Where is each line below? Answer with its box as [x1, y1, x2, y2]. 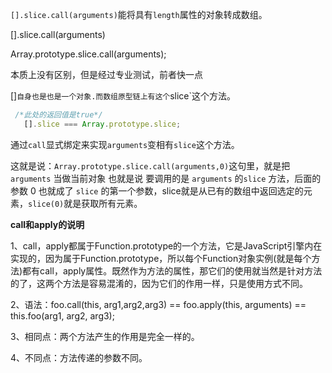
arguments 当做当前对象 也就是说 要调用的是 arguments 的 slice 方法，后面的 [10, 172, 322, 184]
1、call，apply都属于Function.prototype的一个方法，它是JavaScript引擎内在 [10, 239, 323, 252]
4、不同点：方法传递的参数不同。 [10, 351, 148, 363]
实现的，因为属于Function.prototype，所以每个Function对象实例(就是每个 [10, 252, 312, 264]
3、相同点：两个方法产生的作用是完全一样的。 [10, 330, 200, 342]
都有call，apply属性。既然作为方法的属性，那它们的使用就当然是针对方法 [22, 264, 323, 277]
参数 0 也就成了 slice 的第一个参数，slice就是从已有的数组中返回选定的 [10, 184, 304, 197]
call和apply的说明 [10, 218, 85, 230]
